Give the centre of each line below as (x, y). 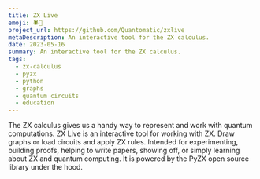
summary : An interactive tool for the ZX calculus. (95, 52)
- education (35, 103)
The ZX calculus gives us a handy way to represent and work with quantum (130, 126)
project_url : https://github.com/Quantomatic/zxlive (97, 30)
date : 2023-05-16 (37, 45)
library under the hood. (45, 167)
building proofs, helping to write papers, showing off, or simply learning (124, 151)
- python (30, 81)
